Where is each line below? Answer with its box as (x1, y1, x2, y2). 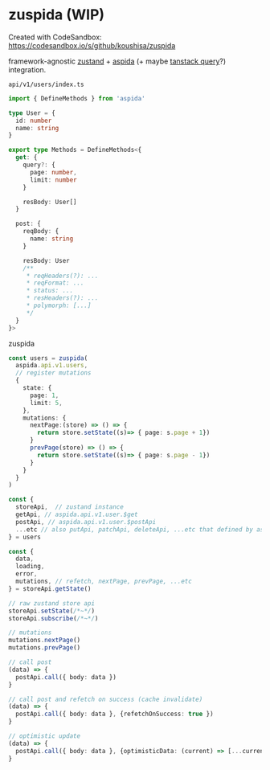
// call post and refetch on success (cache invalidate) (8, 695, 203, 703)
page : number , (29, 168, 78, 176)
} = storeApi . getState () (8, 584, 92, 592)
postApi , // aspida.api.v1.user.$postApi (15, 518, 157, 526)
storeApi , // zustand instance (15, 503, 125, 511)
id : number (15, 117, 52, 125)
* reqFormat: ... (26, 279, 84, 287)
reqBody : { (22, 227, 59, 236)
